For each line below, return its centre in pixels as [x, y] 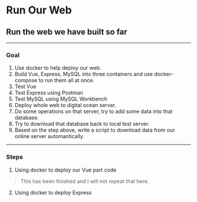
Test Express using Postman [49, 93]
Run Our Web [39, 10]
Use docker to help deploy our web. [58, 68]
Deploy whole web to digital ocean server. [65, 105]
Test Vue [25, 87]
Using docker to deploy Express [53, 192]
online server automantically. [50, 136]
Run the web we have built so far [67, 32]
